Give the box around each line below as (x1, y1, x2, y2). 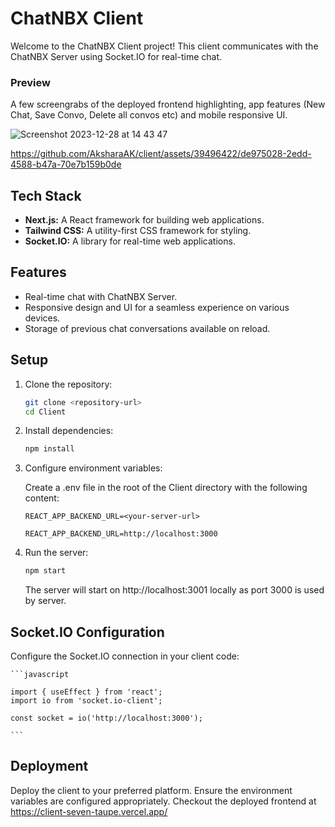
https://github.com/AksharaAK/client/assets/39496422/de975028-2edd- (10, 148, 312, 160)
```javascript (10, 669, 70, 679)
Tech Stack (10, 187, 82, 204)
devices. (24, 312, 61, 324)
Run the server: (24, 547, 89, 559)
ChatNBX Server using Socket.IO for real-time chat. (10, 50, 223, 62)
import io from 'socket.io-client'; (10, 695, 163, 706)
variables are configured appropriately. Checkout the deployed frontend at (10, 795, 317, 807)
